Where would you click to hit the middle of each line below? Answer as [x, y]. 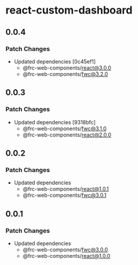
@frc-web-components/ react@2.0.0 [67, 135]
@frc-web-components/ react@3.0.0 [67, 68]
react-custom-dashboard [69, 10]
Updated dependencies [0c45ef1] [55, 61]
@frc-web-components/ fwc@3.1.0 [65, 128]
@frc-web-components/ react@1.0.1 [66, 189]
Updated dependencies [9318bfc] [55, 122]
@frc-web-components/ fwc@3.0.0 [65, 249]
